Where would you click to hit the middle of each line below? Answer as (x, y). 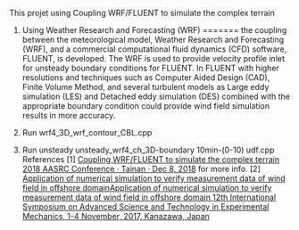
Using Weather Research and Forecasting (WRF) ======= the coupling (154, 30)
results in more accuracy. (69, 115)
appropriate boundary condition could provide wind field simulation (146, 106)
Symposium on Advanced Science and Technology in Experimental (145, 207)
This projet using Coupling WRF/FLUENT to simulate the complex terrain (142, 13)
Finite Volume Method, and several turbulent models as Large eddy (145, 87)
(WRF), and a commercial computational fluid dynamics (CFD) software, (154, 49)
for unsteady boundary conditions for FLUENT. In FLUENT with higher (150, 68)
